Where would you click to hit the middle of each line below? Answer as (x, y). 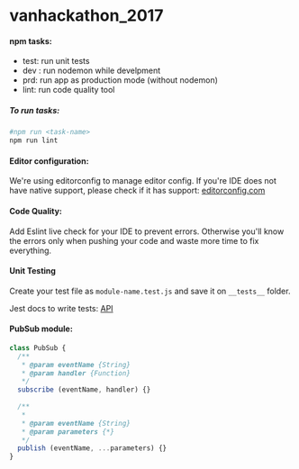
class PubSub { (38, 347)
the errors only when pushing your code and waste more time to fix (134, 240)
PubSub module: (41, 329)
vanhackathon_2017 (86, 16)
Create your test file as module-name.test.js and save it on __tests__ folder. (150, 291)
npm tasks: (31, 41)
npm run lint (34, 140)
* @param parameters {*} (68, 432)
